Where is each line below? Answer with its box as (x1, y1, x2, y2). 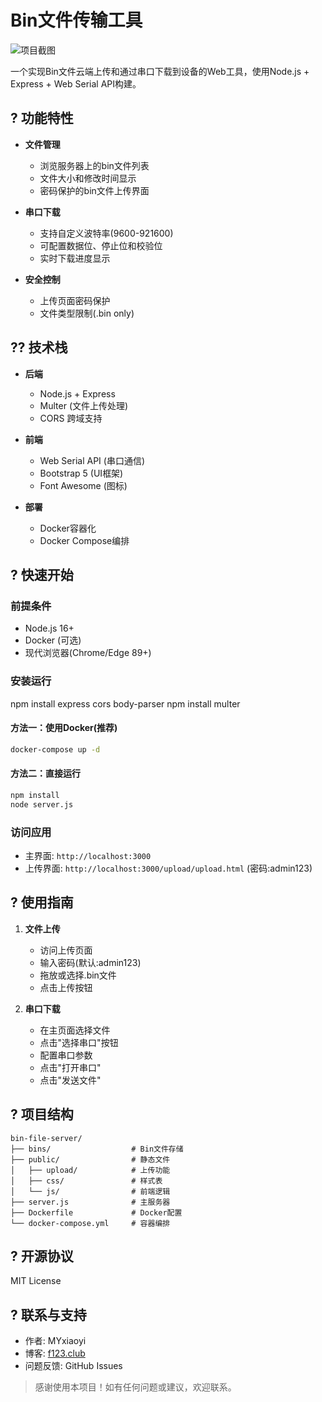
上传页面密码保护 (39, 294, 111, 306)
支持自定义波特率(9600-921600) (39, 227, 174, 239)
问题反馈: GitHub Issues (24, 1360, 123, 1372)
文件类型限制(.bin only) (39, 307, 135, 319)
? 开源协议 (10, 1247, 74, 1265)
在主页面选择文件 (39, 1024, 111, 1036)
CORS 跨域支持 (39, 412, 103, 424)
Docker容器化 (39, 522, 97, 534)
